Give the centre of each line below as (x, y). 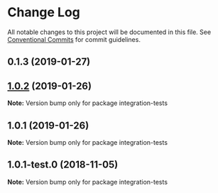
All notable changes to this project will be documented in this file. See (109, 32)
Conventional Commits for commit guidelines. (74, 39)
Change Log (44, 12)
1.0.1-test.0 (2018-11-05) (63, 165)
